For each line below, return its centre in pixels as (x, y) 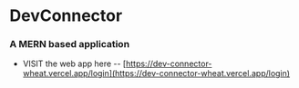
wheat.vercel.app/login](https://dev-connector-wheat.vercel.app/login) (156, 73)
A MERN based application (70, 44)
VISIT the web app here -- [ (74, 64)
